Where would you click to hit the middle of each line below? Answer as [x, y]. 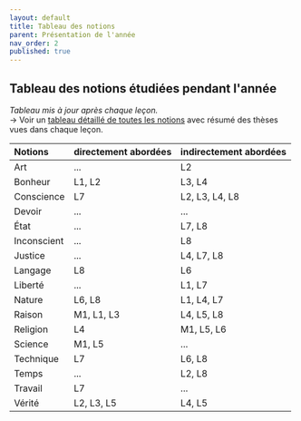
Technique [36, 358]
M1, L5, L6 [203, 329]
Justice [29, 255]
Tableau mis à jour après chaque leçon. [84, 110]
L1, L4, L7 [202, 299]
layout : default [40, 18]
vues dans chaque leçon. [57, 129]
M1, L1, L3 [97, 314]
